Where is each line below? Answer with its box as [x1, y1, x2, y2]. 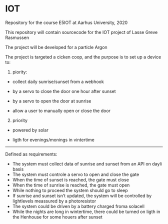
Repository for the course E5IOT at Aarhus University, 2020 [5, 19, 128, 25]
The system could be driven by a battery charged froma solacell [12, 203, 145, 209]
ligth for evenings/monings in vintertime [12, 136, 95, 142]
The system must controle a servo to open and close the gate [12, 171, 139, 177]
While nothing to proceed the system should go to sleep [12, 187, 128, 193]
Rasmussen [5, 34, 29, 40]
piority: [12, 68, 27, 75]
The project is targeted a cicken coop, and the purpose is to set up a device [5, 53, 161, 60]
